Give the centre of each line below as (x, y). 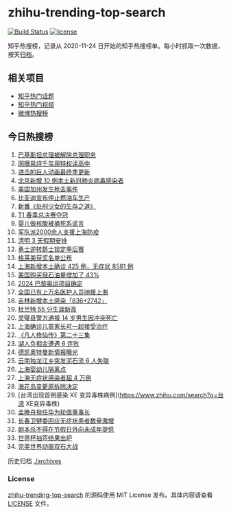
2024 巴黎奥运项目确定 (50, 283)
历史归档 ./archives (35, 460)
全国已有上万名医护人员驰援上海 (63, 292)
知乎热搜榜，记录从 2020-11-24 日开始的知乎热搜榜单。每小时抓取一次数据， (116, 45)
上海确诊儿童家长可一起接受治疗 (63, 326)
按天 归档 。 (23, 54)
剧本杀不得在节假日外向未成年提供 (66, 429)
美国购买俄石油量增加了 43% (59, 274)
